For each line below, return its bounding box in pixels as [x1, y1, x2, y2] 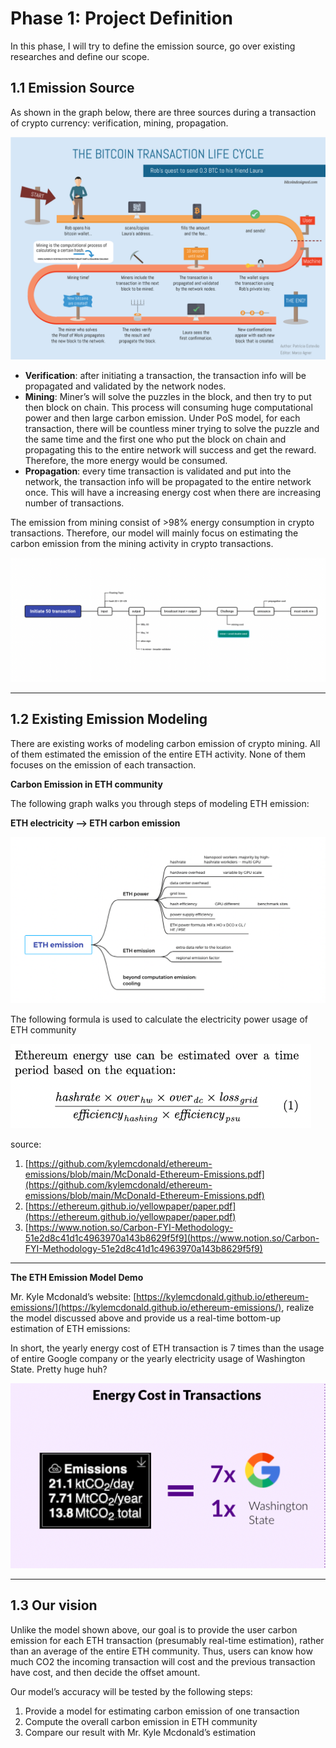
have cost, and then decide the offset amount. [10, 1666, 201, 1678]
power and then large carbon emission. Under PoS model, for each [24, 412, 301, 424]
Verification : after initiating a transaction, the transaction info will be [24, 370, 307, 382]
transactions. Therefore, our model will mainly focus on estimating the [10, 527, 299, 539]
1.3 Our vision [10, 1597, 98, 1614]
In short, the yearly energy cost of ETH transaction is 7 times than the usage [10, 1342, 325, 1354]
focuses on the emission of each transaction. [10, 758, 197, 771]
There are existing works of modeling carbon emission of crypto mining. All [10, 737, 321, 749]
